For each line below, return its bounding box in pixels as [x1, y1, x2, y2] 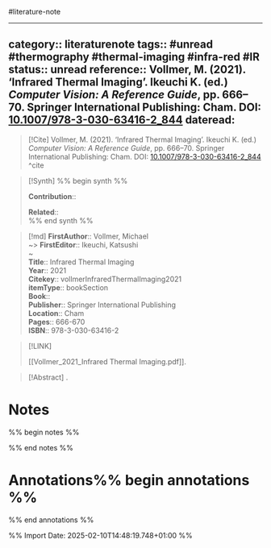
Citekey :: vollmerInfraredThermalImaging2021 [27, 274, 182, 284]
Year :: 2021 [27, 265, 67, 275]
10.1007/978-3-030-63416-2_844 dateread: [8, 113, 236, 127]
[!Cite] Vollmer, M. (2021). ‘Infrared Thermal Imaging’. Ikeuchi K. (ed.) [27, 135, 256, 144]
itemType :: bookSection [27, 282, 109, 293]
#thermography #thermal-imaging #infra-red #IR [8, 50, 260, 64]
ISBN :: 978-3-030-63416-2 [27, 326, 119, 335]
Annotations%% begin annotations [8, 471, 250, 489]
